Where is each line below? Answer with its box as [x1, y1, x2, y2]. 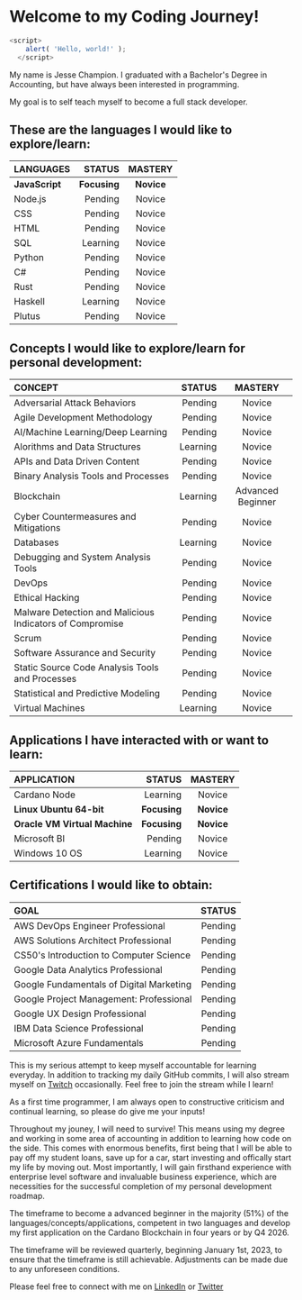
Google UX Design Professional [13, 1007, 147, 1020]
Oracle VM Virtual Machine [13, 818, 133, 830]
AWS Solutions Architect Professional [13, 934, 172, 947]
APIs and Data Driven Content [13, 455, 140, 468]
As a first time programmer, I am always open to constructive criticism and [9, 1096, 285, 1107]
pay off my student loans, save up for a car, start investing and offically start [9, 1151, 292, 1163]
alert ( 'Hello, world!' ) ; [25, 44, 127, 53]
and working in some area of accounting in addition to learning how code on [9, 1132, 292, 1143]
